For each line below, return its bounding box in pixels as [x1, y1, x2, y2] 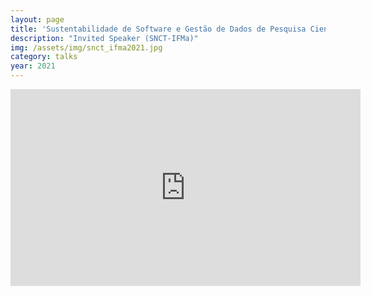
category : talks [10, 52, 78, 62]
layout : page [10, 14, 65, 25]
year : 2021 [10, 61, 56, 71]
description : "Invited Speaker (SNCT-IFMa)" [10, 33, 199, 43]
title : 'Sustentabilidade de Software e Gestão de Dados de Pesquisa [10, 24, 307, 34]
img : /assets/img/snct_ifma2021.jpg [10, 42, 163, 53]
